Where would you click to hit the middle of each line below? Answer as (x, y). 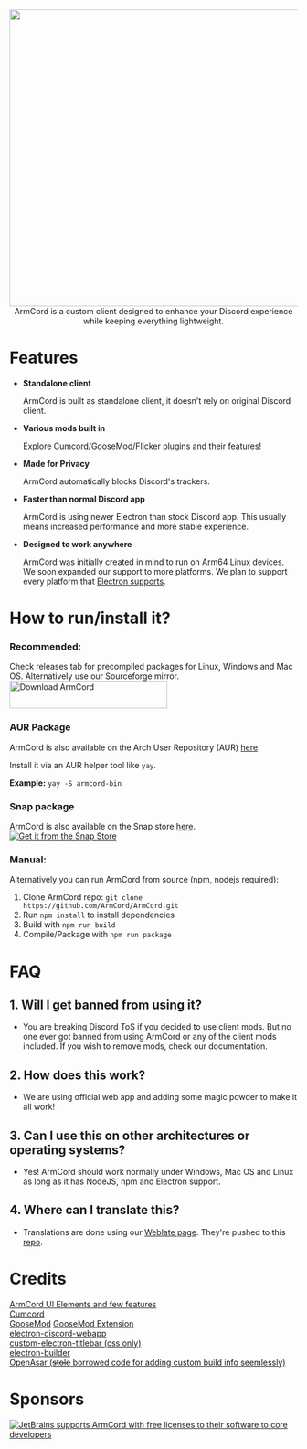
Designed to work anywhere (77, 544)
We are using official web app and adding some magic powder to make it (160, 1097)
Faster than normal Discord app (84, 499)
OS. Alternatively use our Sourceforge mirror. (95, 676)
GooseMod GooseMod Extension (72, 1323)
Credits (38, 1279)
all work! (39, 1107)
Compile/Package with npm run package (97, 935)
